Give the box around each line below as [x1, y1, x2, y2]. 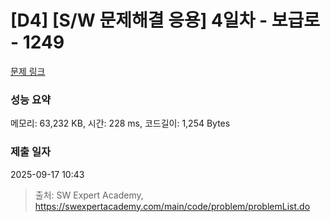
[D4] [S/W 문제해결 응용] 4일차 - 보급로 [10, 9, 321, 32]
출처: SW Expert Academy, [34, 189, 144, 201]
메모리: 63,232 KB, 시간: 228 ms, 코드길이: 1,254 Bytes [10, 117, 231, 130]
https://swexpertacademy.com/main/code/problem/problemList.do [34, 200, 311, 212]
